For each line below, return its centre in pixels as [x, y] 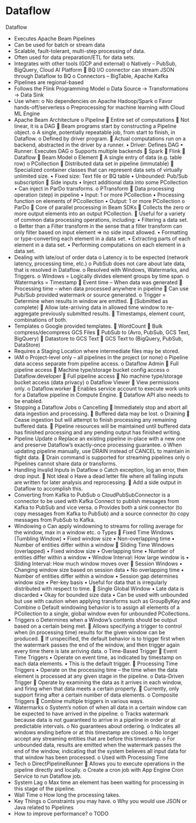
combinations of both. [40, 319]
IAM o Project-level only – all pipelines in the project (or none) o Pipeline [101, 357]
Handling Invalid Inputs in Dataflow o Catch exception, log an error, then [101, 469]
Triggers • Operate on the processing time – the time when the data [96, 669]
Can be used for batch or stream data [59, 45]
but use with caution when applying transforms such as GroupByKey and [102, 601]
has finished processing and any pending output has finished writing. [97, 432]
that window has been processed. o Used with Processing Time [91, 757]
